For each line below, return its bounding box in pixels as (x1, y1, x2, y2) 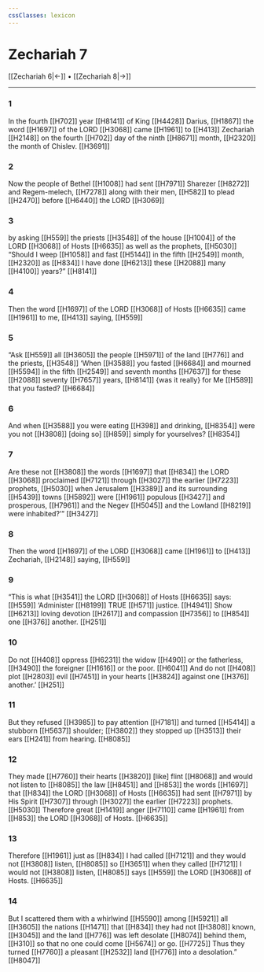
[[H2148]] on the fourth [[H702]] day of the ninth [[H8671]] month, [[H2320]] (8, 133, 256, 142)
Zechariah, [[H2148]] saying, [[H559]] (8, 554, 130, 564)
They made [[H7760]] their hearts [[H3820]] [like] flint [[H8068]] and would (8, 772, 253, 782)
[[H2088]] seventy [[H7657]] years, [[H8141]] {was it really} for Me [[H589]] (8, 375, 254, 385)
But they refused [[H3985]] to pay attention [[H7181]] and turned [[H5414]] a (8, 717, 255, 726)
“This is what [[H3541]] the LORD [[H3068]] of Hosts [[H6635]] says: (8, 592, 232, 602)
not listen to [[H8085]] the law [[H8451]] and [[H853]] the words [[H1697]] (8, 780, 249, 789)
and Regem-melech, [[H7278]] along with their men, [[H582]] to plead (8, 187, 236, 197)
